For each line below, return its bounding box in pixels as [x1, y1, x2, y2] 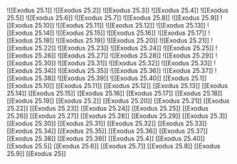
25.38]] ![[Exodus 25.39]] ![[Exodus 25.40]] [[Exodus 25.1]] [34, 74, 207, 82]
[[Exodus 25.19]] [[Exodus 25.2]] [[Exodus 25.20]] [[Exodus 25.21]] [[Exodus [6, 97, 230, 105]
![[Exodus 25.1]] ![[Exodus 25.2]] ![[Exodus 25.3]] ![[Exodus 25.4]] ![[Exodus [6, 6, 228, 14]
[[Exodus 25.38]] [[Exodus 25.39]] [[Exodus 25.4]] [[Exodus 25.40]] [6, 134, 206, 143]
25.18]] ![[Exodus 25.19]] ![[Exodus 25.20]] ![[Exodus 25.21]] [34, 36, 209, 45]
